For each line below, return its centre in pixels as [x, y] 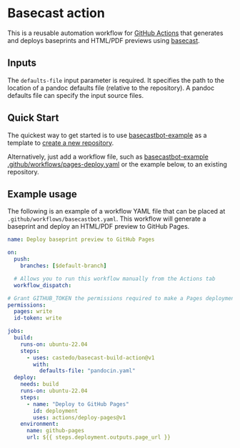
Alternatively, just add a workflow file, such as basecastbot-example [108, 156]
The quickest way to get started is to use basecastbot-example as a [107, 135]
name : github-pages [55, 431]
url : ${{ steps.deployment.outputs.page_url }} [99, 437]
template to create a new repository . [61, 143]
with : [41, 364]
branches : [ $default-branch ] [64, 266]
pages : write [33, 312]
